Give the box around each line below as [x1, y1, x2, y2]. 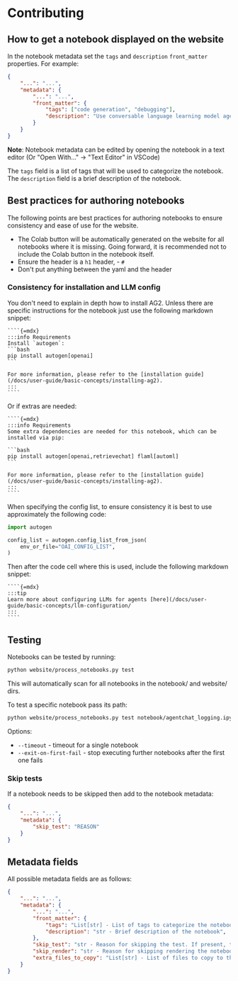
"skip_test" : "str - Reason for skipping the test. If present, [33, 941, 227, 948]
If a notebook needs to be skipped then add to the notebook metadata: [7, 790, 214, 798]
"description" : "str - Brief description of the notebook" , [45, 928, 227, 935]
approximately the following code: [7, 510, 107, 518]
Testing [7, 634, 42, 646]
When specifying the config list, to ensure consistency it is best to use [7, 502, 212, 511]
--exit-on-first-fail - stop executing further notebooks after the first [17, 748, 225, 756]
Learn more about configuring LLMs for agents [7, 596, 147, 603]
